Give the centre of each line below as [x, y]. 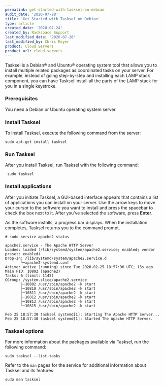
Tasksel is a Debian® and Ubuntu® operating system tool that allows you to [81, 65]
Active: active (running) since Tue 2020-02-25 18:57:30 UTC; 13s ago [79, 267]
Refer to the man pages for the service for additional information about [76, 365]
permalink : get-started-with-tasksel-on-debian [55, 10]
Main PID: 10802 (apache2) [33, 271]
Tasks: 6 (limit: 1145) [30, 276]
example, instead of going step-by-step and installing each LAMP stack [78, 75]
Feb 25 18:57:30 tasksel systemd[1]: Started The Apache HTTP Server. [79, 318]
